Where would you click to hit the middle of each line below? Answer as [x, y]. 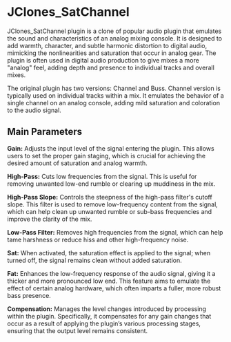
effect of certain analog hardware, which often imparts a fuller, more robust [114, 288]
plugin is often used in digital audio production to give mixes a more [103, 60]
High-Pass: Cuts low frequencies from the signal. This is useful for [102, 176]
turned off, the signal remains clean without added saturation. [95, 260]
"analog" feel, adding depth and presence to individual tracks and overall [111, 67]
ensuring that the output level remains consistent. [78, 330]
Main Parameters [45, 132]
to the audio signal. [34, 110]
